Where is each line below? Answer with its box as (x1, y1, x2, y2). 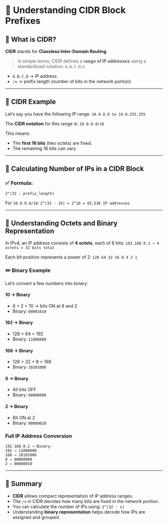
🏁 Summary (5, 479, 42, 488)
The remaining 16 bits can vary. (12, 145, 77, 151)
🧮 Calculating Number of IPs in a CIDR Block (5, 165, 144, 173)
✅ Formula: (5, 180, 33, 187)
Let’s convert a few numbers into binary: (5, 280, 88, 286)
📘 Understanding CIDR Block (5, 5, 126, 16)
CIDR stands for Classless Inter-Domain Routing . (5, 49, 108, 54)
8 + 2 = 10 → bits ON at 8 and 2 (12, 303, 77, 309)
